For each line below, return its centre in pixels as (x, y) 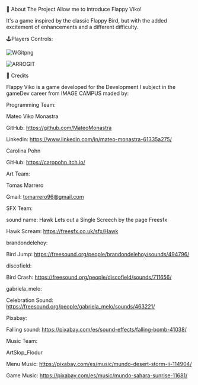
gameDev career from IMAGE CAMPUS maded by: (68, 93)
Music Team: (22, 341)
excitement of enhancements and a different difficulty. (72, 27)
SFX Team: (20, 208)
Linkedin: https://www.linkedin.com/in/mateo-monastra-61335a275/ (89, 139)
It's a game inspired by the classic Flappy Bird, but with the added (87, 20)
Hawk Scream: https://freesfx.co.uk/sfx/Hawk (62, 231)
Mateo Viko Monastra (32, 116)
